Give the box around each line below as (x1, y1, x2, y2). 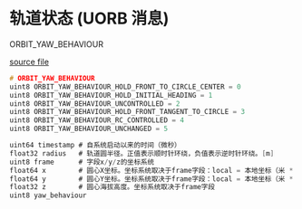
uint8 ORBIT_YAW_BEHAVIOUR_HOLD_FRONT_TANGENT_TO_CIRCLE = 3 (9, 108, 246, 117)
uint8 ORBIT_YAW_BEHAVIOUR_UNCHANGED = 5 (9, 124, 169, 134)
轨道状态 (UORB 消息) (9, 8, 170, 29)
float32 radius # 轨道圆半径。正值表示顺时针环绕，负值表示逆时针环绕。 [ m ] (9, 148, 275, 158)
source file (9, 56, 50, 67)
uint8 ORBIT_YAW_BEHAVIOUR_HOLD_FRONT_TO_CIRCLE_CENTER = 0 (9, 82, 242, 91)
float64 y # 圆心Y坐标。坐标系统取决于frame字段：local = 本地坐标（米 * (9, 174, 294, 184)
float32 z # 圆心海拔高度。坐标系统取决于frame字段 (9, 183, 216, 192)
